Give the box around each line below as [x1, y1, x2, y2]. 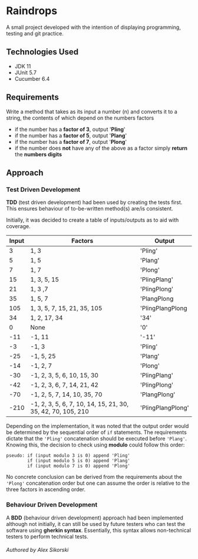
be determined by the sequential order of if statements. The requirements [6, 429, 187, 436]
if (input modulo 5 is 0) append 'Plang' [27, 458, 131, 464]
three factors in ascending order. [6, 486, 86, 493]
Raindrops [6, 4, 58, 18]
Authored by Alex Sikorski [6, 547, 69, 554]
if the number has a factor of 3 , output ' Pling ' [14, 126, 126, 133]
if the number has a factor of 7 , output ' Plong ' [14, 138, 127, 145]
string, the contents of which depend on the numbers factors [6, 114, 154, 121]
